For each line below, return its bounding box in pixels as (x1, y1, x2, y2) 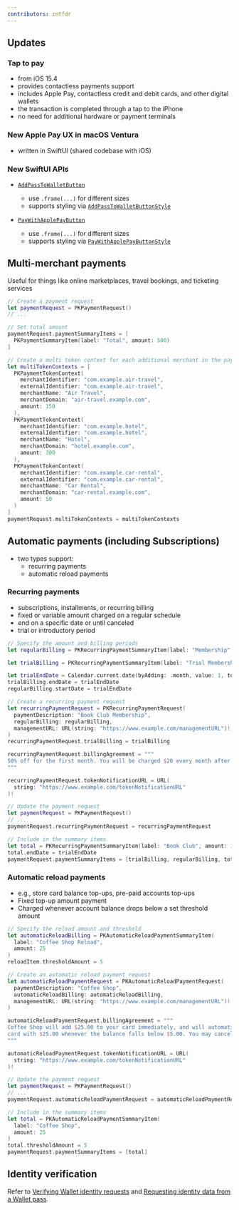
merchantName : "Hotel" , (20, 436, 91, 443)
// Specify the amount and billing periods (7, 639, 139, 647)
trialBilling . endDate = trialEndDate (7, 678, 119, 686)
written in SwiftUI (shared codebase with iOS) (17, 146, 152, 155)
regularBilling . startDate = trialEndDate (7, 686, 132, 693)
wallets (17, 97, 39, 105)
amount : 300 (20, 450, 55, 457)
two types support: (17, 554, 74, 563)
